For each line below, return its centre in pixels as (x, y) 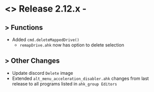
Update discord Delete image (43, 73)
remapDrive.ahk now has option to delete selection (72, 45)
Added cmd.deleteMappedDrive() (45, 39)
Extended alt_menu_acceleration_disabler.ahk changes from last (81, 78)
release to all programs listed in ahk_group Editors (64, 83)
